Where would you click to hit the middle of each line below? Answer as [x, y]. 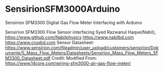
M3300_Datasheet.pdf [28, 58]
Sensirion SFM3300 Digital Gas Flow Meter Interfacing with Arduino [74, 23]
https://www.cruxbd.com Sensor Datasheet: [50, 42]
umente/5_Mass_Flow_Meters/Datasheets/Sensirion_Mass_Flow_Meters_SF [82, 53]
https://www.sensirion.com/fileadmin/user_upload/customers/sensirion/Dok [82, 47]
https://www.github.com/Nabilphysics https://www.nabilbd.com [69, 37]
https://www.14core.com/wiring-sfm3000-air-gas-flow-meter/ [68, 63]
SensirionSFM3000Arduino [63, 9]
